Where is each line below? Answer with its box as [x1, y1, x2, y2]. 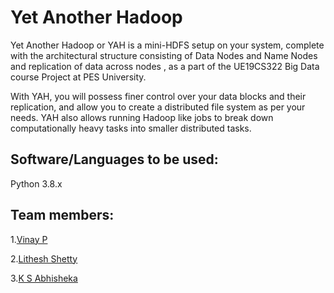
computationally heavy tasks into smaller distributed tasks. [10, 122, 252, 134]
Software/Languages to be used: [10, 151, 219, 168]
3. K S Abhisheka [10, 272, 78, 284]
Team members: [10, 207, 115, 224]
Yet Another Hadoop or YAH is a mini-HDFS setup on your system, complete [10, 39, 325, 51]
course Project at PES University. [10, 71, 147, 83]
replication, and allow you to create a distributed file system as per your [10, 101, 306, 113]
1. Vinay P [10, 233, 48, 245]
